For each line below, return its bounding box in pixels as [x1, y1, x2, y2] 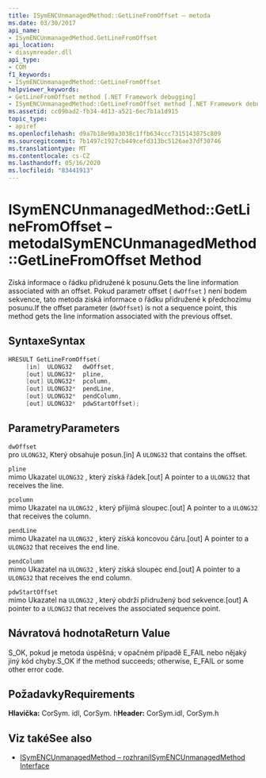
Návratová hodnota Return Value [8, 626, 171, 640]
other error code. [8, 664, 65, 674]
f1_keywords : [8, 71, 51, 79]
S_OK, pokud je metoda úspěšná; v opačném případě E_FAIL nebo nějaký [8, 648, 247, 657]
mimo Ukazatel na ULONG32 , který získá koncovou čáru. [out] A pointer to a [8, 533, 249, 543]
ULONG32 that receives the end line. [8, 541, 120, 552]
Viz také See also [8, 731, 93, 745]
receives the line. [8, 480, 65, 490]
